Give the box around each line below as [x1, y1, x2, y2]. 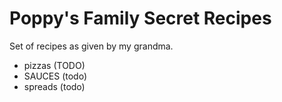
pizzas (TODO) [23, 59, 86, 71]
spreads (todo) [23, 80, 86, 92]
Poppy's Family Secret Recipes [9, 7, 272, 30]
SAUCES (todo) [23, 70, 88, 82]
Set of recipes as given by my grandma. [9, 40, 174, 52]
